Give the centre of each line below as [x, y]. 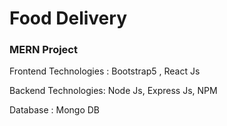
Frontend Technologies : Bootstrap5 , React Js [105, 71]
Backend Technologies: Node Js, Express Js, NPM [113, 91]
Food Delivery [68, 18]
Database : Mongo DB [54, 110]
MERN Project [43, 50]
